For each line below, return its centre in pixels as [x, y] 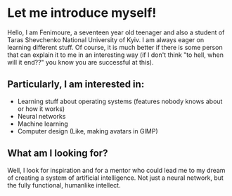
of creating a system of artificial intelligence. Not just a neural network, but [115, 178]
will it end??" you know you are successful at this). [80, 62]
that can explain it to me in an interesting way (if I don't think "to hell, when [115, 55]
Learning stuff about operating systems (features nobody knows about [120, 101]
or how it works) [41, 109]
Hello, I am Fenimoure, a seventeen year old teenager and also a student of [116, 32]
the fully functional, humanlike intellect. [64, 185]
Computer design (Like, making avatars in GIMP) [88, 131]
